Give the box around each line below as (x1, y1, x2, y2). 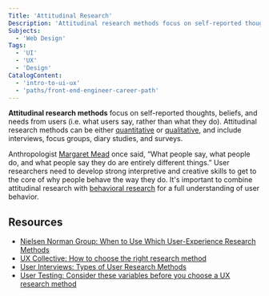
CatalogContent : (8, 71, 62, 79)
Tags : (8, 42, 26, 50)
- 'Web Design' (15, 34, 66, 43)
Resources (8, 215, 63, 229)
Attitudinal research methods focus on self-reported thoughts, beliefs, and (8, 108, 258, 118)
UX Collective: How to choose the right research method (19, 253, 207, 263)
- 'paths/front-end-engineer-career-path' (15, 86, 159, 95)
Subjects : (8, 26, 42, 34)
